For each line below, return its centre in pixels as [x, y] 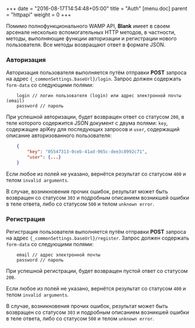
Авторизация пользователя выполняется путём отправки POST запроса [96, 73]
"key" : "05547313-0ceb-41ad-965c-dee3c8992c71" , [87, 152]
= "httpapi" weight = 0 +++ [39, 15]
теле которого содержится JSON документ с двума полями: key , [87, 123]
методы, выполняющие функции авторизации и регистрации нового [91, 38]
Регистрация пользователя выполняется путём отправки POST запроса [96, 232]
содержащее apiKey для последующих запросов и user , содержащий [93, 129]
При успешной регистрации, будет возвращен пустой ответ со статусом [97, 271]
